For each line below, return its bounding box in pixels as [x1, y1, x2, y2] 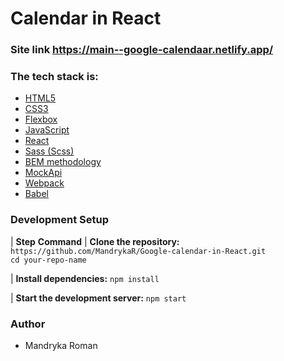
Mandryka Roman [24, 340, 98, 351]
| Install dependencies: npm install [10, 272, 160, 284]
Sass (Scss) [24, 145, 75, 157]
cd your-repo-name [10, 255, 87, 265]
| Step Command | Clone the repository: [10, 235, 180, 247]
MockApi [24, 167, 63, 179]
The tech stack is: [10, 70, 99, 84]
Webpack [24, 177, 65, 189]
